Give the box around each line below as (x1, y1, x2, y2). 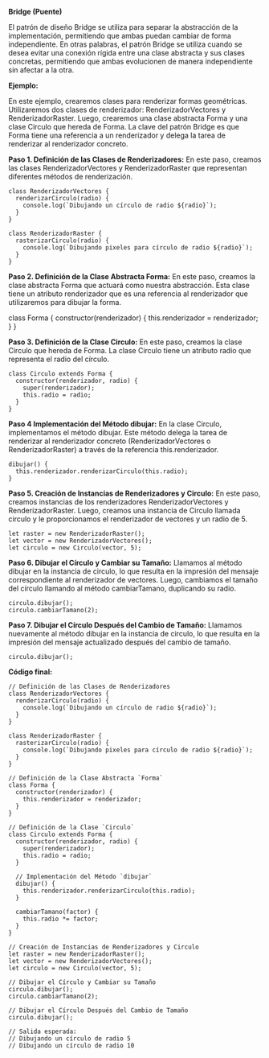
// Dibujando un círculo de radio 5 (8, 1035, 131, 1043)
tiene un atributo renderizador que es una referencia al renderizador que (8, 289, 249, 298)
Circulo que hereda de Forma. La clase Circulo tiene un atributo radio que (8, 346, 251, 355)
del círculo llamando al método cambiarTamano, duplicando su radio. (8, 583, 237, 593)
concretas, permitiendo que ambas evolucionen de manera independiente (8, 56, 253, 66)
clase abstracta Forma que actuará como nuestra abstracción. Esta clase (8, 281, 251, 290)
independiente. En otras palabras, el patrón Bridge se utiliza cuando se (8, 39, 243, 49)
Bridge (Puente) (8, 7, 63, 16)
